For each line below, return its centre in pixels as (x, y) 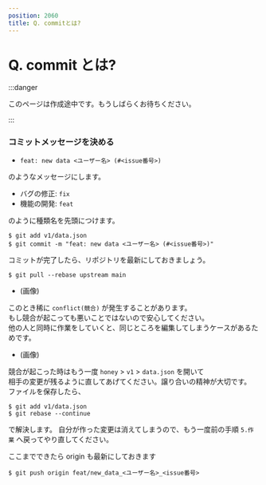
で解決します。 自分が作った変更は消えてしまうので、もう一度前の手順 (123, 429)
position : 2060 (33, 16)
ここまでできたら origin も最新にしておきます (82, 456)
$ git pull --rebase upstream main (67, 275)
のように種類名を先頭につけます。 (64, 220)
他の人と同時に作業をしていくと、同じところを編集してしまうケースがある (130, 327)
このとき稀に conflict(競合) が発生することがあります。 (100, 307)
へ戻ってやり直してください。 (65, 439)
